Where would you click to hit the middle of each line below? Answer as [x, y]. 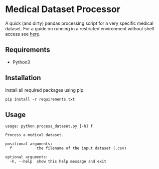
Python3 [21, 62]
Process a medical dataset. [35, 135]
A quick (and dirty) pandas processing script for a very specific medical [79, 23]
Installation [23, 78]
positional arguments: [29, 144]
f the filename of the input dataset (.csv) [68, 148]
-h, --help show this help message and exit [58, 162]
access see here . [23, 34]
